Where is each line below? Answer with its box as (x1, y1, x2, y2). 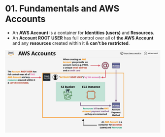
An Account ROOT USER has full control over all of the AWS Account (12, 35, 154, 41)
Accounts (5, 13, 46, 25)
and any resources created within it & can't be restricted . (12, 40, 130, 46)
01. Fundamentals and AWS (5, 3, 120, 14)
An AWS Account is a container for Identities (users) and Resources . (12, 30, 154, 35)
